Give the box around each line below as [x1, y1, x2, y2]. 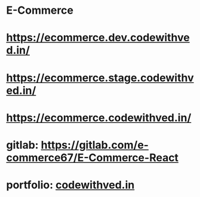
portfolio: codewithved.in [6, 178, 135, 192]
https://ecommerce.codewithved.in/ [6, 111, 192, 124]
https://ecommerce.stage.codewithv [6, 71, 194, 84]
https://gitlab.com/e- [41, 138, 149, 152]
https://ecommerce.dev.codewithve [6, 31, 190, 45]
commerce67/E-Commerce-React [6, 150, 179, 164]
